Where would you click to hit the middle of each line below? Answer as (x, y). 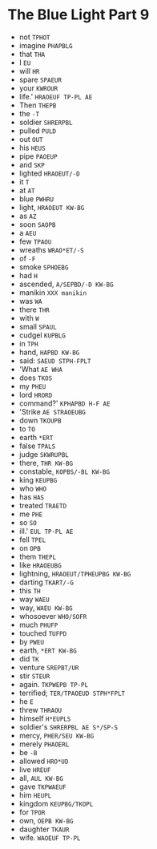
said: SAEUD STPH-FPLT (55, 360)
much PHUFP (38, 625)
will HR (29, 71)
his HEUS (32, 148)
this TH (30, 590)
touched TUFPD (43, 633)
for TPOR (32, 812)
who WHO (33, 488)
